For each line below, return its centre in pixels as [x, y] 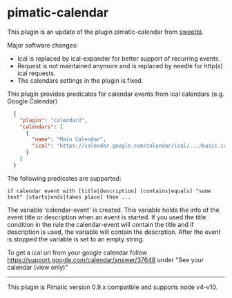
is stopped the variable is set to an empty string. [76, 239]
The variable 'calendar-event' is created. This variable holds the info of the [113, 210]
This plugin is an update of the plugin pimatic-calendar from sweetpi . [105, 32]
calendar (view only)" [38, 267]
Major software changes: [42, 45]
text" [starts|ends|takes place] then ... [69, 197]
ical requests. [36, 73]
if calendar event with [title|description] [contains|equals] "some [109, 191]
